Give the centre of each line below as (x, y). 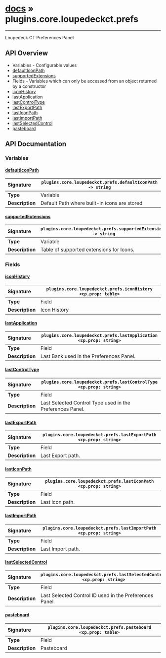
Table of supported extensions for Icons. (87, 250)
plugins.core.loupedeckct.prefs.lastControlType (100, 382)
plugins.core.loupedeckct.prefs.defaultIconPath (100, 182)
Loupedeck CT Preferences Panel (40, 37)
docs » (20, 9)
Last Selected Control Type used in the (85, 403)
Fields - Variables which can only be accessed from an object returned (84, 81)
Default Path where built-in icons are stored (91, 203)
